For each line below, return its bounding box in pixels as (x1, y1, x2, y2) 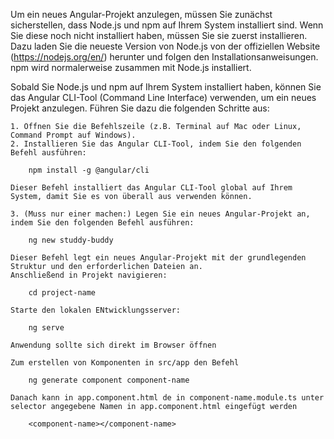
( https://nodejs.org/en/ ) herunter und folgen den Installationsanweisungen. (10, 51, 319, 63)
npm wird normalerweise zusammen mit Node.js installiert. (10, 62, 252, 73)
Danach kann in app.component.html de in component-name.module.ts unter (10, 393, 325, 403)
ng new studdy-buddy (28, 235, 114, 245)
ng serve (28, 323, 65, 333)
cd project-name (28, 288, 97, 298)
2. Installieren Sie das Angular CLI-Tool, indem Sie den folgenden (10, 139, 302, 149)
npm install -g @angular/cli (28, 165, 150, 175)
